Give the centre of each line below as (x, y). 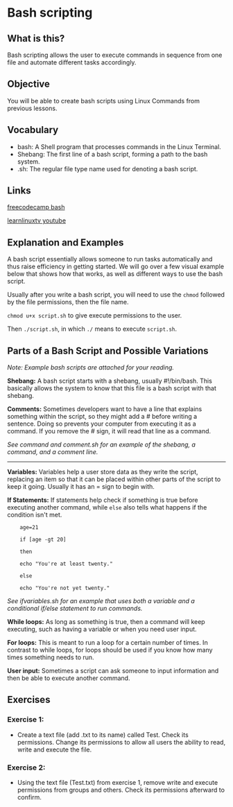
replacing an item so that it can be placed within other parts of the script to (114, 479)
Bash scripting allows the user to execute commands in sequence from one (115, 55)
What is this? (36, 38)
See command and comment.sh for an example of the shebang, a (102, 444)
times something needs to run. (51, 657)
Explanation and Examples (66, 242)
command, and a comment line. (53, 452)
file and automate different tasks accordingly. (72, 62)
